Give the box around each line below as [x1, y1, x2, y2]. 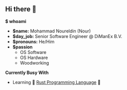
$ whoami [5, 18, 27, 24]
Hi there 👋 [5, 5, 37, 13]
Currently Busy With [5, 69, 49, 75]
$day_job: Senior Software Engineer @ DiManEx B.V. [12, 33, 122, 39]
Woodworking [20, 59, 49, 65]
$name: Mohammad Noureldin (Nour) [12, 28, 91, 34]
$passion [12, 43, 33, 50]
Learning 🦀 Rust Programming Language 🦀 [12, 79, 101, 85]
